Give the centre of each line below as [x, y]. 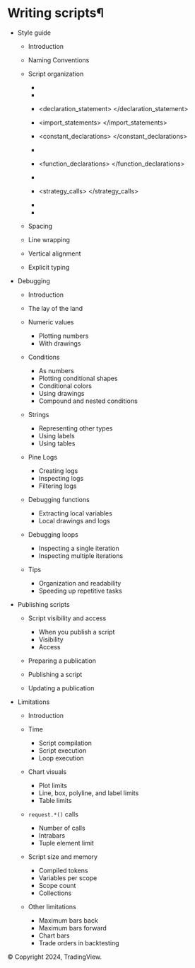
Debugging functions [59, 499]
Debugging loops [53, 534]
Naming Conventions [59, 60]
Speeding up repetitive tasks [80, 591]
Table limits [55, 800]
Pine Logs [43, 457]
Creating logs [58, 471]
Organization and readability [80, 583]
